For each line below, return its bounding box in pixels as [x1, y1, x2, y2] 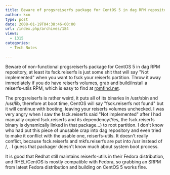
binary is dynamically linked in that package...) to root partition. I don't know [5, 122, 163, 128]
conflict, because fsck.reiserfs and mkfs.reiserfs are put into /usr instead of [5, 138, 163, 144]
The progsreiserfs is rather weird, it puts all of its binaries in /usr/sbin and [5, 95, 158, 101]
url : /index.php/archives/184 [5, 26, 69, 31]
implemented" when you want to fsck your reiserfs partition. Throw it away [5, 74, 161, 80]
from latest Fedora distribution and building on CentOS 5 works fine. [5, 164, 148, 170]
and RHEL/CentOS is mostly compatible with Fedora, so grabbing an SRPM [5, 158, 161, 165]
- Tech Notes [10, 45, 37, 50]
